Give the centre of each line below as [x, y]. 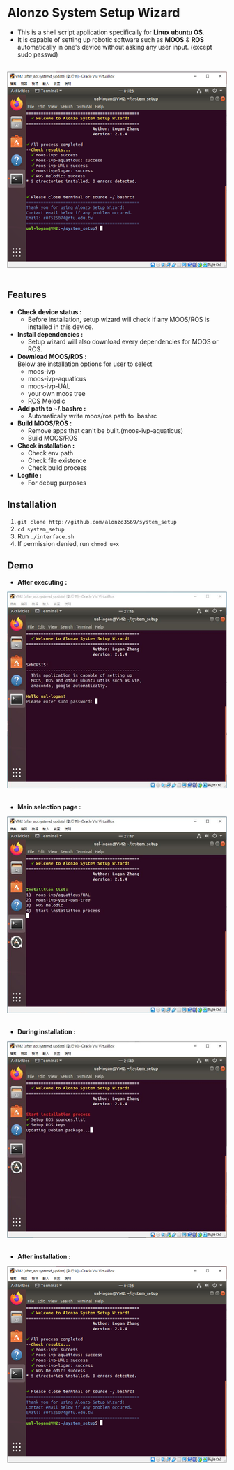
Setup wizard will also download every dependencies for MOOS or [123, 341]
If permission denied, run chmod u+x [68, 543]
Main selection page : [49, 807]
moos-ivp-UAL [49, 386]
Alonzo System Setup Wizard [94, 13]
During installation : [46, 1032]
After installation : [44, 1257]
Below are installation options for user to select [85, 364]
